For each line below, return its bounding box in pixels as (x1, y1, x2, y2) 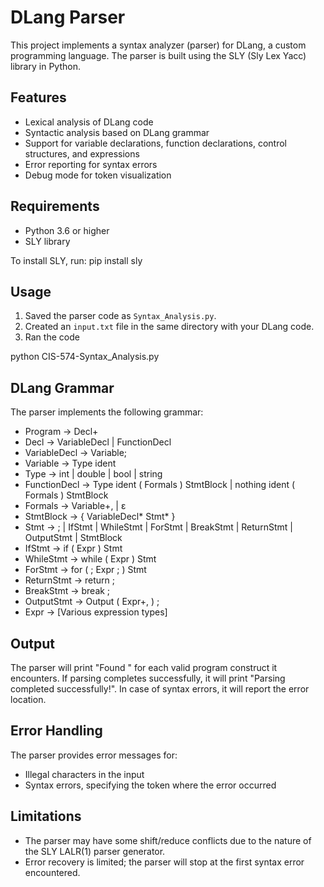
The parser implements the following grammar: (10, 406, 204, 418)
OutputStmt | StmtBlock (24, 532, 123, 544)
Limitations (10, 808, 82, 825)
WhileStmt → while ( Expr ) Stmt (24, 553, 157, 565)
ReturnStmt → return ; (24, 574, 116, 586)
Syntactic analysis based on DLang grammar (24, 126, 210, 138)
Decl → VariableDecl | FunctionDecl (24, 436, 172, 448)
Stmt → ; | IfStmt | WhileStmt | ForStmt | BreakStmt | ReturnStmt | (24, 521, 293, 533)
